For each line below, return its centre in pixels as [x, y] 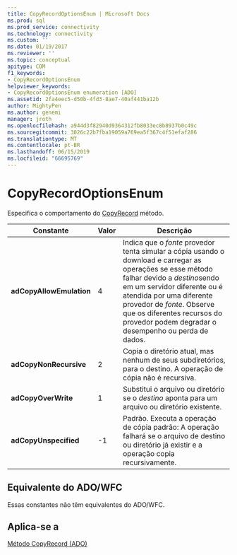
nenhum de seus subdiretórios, [174, 360]
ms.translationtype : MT [42, 139]
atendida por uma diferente [168, 296]
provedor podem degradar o [170, 322]
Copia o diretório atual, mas [169, 351]
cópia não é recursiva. [159, 378]
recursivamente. [150, 462]
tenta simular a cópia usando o [174, 251]
